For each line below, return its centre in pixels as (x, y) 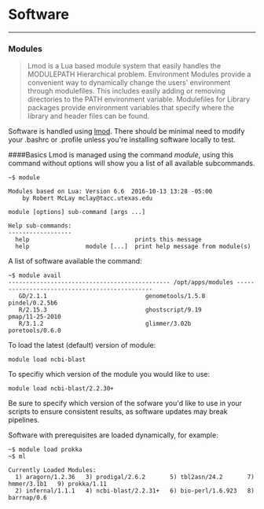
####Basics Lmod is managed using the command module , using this (121, 155)
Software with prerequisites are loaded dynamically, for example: (113, 435)
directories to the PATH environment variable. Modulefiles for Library (139, 99)
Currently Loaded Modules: (52, 470)
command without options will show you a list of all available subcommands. (132, 164)
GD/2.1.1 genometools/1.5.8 (112, 297)
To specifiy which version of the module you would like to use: (109, 374)
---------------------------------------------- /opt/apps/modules (121, 282)
